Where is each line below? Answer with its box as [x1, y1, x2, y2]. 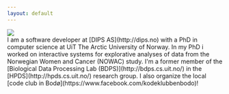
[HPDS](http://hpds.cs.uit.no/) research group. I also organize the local [7, 72, 206, 80]
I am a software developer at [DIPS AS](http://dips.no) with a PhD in [7, 35, 198, 44]
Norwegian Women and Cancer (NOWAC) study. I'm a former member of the [7, 57, 223, 65]
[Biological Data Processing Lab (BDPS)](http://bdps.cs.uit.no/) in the [7, 64, 202, 72]
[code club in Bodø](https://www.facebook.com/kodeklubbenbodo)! [7, 79, 199, 87]
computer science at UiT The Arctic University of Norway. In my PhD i [7, 42, 204, 51]
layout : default [7, 10, 53, 17]
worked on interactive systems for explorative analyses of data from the [7, 50, 210, 58]
